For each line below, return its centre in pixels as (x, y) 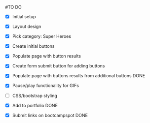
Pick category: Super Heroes (42, 36)
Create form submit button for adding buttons (58, 66)
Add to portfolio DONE (35, 105)
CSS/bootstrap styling (35, 95)
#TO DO (13, 7)
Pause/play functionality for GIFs (45, 86)
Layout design (27, 27)
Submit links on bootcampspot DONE (50, 115)
